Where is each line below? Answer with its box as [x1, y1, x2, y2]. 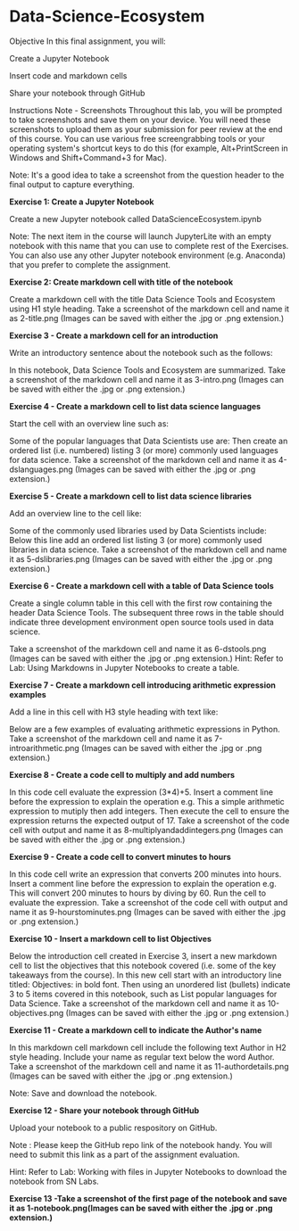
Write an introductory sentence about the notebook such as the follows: [9, 347, 274, 358]
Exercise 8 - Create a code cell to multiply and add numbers [9, 769, 235, 780]
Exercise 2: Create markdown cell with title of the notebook [9, 277, 234, 287]
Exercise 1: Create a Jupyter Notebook [9, 196, 154, 207]
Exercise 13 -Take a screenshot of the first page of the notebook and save [9, 1193, 287, 1203]
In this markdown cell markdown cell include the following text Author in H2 [9, 1042, 287, 1053]
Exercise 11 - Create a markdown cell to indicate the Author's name [9, 1024, 262, 1036]
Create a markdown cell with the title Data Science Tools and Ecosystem [9, 293, 276, 304]
